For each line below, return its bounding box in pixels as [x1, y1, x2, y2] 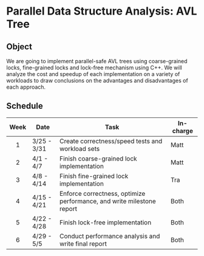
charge [172, 126, 193, 135]
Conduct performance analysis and [59, 232, 160, 240]
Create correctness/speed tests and [59, 137, 163, 145]
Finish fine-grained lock [59, 171, 129, 180]
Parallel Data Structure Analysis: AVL [6, 4, 197, 18]
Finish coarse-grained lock [59, 154, 138, 162]
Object [6, 41, 32, 52]
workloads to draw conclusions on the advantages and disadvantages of [6, 77, 188, 84]
